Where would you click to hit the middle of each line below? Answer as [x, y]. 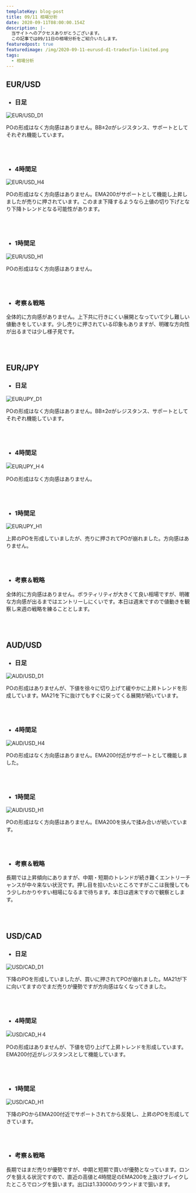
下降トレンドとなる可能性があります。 [57, 209]
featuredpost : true [30, 45]
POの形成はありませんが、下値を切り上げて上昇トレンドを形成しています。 [97, 1047]
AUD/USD [24, 646]
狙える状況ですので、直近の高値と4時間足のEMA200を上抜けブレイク [100, 1177]
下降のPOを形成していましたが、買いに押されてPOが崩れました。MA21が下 [97, 979]
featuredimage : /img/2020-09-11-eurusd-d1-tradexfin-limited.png [87, 50]
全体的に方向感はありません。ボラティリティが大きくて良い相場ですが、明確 [98, 594]
